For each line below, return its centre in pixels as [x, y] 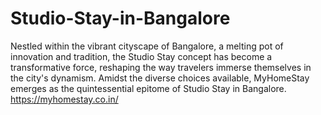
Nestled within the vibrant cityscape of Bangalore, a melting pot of [147, 46]
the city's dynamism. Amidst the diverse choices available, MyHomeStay [160, 78]
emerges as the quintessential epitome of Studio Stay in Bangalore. [148, 88]
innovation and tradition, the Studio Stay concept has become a [141, 56]
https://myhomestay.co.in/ [64, 99]
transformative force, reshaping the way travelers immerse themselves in [161, 67]
